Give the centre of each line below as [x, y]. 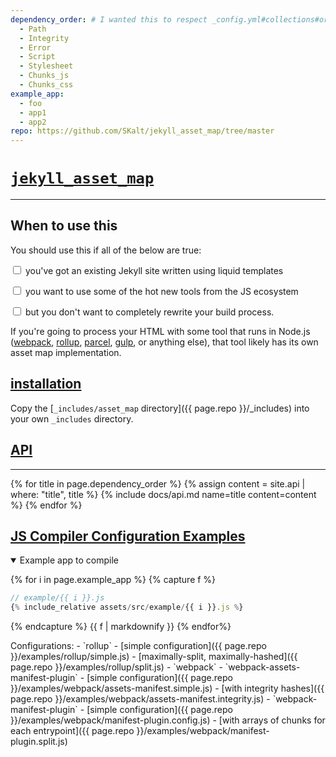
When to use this [64, 226]
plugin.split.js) [39, 742]
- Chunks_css [46, 85]
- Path [33, 29]
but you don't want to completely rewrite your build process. [149, 312]
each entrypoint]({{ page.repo [72, 731]
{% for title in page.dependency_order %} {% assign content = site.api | [158, 483]
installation [46, 384]
